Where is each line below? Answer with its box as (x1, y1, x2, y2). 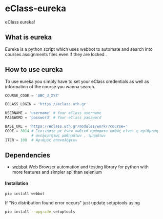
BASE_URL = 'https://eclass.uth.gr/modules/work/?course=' (5, 124, 128, 129)
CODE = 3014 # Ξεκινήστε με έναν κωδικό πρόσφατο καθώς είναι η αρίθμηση (5, 128, 159, 133)
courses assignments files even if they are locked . (5, 51, 107, 57)
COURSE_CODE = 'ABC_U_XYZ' (5, 93, 60, 98)
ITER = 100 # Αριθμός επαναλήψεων (5, 138, 78, 142)
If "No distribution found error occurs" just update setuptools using (5, 200, 140, 206)
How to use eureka (5, 65, 63, 74)
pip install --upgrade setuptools (5, 209, 76, 215)
